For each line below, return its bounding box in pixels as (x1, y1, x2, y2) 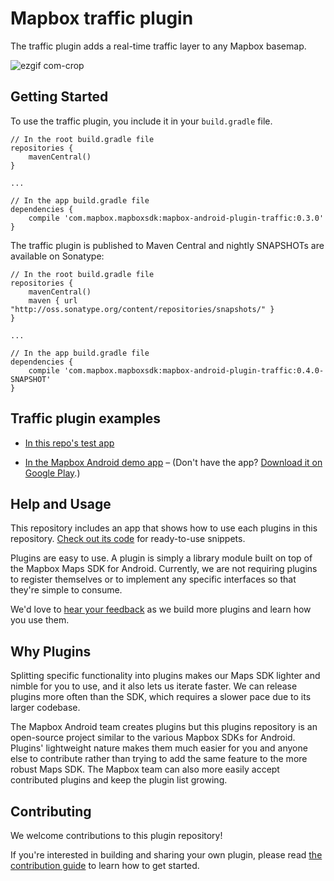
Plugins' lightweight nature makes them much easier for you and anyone (10, 742, 308, 754)
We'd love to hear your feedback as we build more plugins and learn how (10, 603, 312, 616)
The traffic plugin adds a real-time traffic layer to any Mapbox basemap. (10, 40, 307, 52)
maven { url (28, 295, 78, 306)
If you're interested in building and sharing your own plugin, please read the (10, 849, 323, 861)
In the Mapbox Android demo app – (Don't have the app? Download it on (24, 456, 323, 468)
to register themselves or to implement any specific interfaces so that (10, 573, 297, 586)
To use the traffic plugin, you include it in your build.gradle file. (10, 115, 273, 127)
